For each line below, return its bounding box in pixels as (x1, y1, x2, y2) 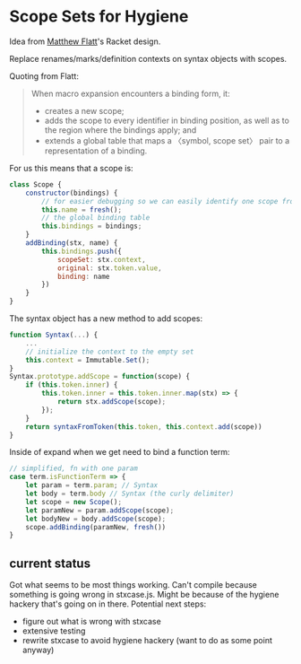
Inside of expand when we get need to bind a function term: (9, 447, 230, 458)
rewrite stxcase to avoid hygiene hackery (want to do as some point (21, 635, 273, 646)
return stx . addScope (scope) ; (56, 398, 167, 406)
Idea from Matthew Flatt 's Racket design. (9, 36, 161, 47)
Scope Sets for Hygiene (9, 6, 189, 27)
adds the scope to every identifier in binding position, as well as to (44, 115, 289, 126)
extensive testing (21, 625, 86, 636)
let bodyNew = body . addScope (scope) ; (25, 514, 167, 523)
